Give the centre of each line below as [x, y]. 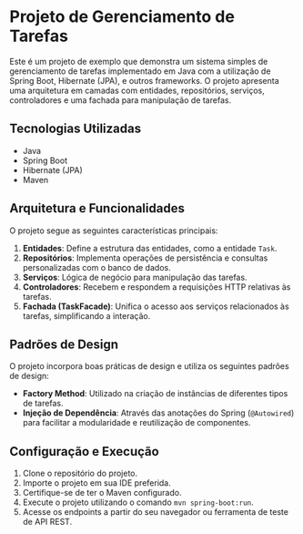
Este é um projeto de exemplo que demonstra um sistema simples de [139, 61]
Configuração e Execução [84, 452]
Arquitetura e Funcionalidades [97, 208]
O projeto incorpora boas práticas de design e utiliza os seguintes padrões [149, 366]
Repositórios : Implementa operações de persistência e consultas [145, 258]
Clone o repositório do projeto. [80, 473]
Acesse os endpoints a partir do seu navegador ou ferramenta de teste [156, 512]
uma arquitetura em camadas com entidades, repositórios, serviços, [137, 90]
